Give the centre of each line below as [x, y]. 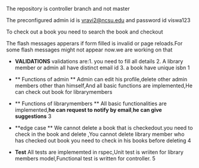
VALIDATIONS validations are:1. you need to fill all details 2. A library [99, 61]
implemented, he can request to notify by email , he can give [88, 110]
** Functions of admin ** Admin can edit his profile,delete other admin [101, 79]
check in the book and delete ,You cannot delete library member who [99, 134]
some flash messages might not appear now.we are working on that [89, 50]
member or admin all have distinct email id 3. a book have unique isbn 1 [102, 68]
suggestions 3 [33, 116]
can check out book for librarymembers [63, 92]
